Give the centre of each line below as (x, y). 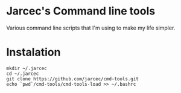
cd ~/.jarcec (23, 74)
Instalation (33, 52)
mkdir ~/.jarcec (27, 68)
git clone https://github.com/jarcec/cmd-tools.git (72, 79)
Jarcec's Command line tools (81, 11)
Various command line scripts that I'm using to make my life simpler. (91, 28)
